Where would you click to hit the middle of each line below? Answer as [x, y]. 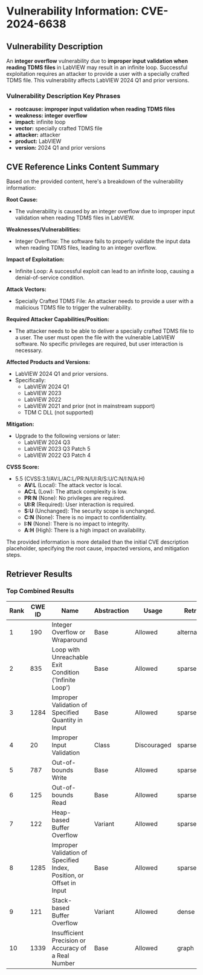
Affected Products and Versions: [48, 362]
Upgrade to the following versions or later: [68, 436]
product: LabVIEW [38, 141]
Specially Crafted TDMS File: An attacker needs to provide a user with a [104, 301]
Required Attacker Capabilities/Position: [58, 319]
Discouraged [153, 745]
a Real [60, 956]
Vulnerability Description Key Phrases [63, 96]
